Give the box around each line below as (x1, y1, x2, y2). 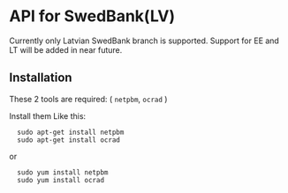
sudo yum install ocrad (17, 175, 104, 184)
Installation (9, 71, 72, 85)
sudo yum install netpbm (17, 167, 109, 177)
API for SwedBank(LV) (9, 6, 176, 26)
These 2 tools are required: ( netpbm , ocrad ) (9, 93, 168, 104)
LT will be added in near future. (9, 44, 123, 55)
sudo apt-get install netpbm (17, 128, 125, 137)
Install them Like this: (9, 110, 87, 121)
